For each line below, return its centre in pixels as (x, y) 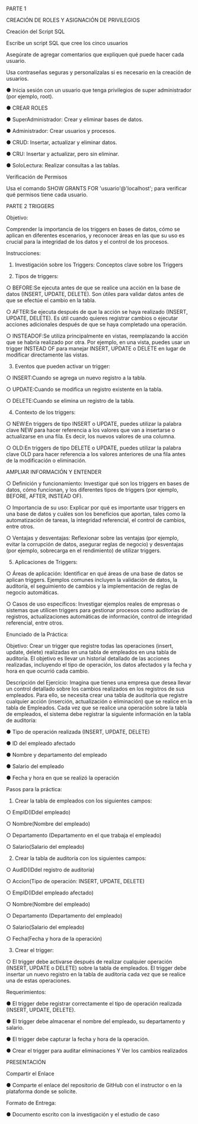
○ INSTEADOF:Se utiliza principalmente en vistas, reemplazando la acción (97, 336)
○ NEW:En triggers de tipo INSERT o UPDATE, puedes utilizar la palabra (94, 424)
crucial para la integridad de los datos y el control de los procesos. (87, 242)
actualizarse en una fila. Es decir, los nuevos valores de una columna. (91, 436)
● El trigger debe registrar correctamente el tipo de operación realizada (94, 1004)
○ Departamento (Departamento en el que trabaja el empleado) (84, 835)
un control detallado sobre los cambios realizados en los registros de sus (95, 689)
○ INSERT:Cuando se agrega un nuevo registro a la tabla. (76, 378)
